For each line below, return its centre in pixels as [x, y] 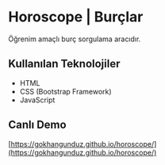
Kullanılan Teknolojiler [64, 64]
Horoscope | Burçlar [76, 17]
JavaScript [37, 100]
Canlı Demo [37, 125]
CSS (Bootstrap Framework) [66, 91]
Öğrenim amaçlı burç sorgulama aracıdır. [75, 39]
